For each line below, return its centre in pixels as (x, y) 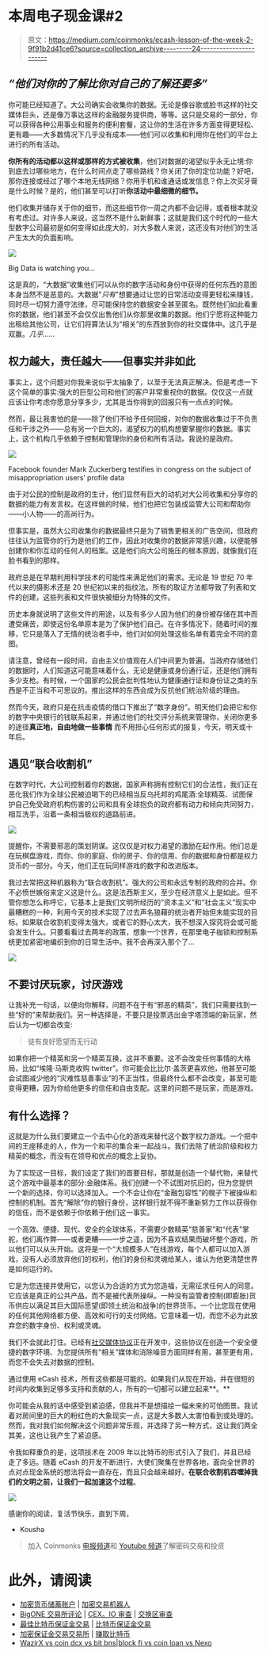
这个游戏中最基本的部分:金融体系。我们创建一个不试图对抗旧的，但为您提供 (131, 1183)
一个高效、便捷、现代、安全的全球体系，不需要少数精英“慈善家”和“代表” (125, 1229)
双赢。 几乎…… (32, 334)
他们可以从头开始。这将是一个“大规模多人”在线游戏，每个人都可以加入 (129, 1249)
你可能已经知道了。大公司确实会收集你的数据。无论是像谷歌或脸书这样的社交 (133, 105)
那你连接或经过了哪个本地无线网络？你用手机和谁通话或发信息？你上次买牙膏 (133, 181)
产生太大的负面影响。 (43, 237)
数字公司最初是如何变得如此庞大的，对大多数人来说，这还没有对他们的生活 (136, 227)
